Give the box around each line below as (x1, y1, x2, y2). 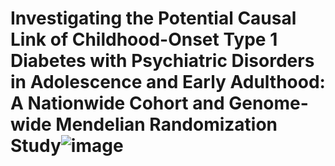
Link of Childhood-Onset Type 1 (10, 28, 278, 51)
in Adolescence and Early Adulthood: (10, 71, 326, 94)
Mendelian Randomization (55, 113, 278, 136)
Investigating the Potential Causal (10, 7, 297, 30)
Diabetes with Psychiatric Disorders (10, 50, 315, 72)
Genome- (228, 92, 309, 115)
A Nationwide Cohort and (10, 92, 225, 115)
